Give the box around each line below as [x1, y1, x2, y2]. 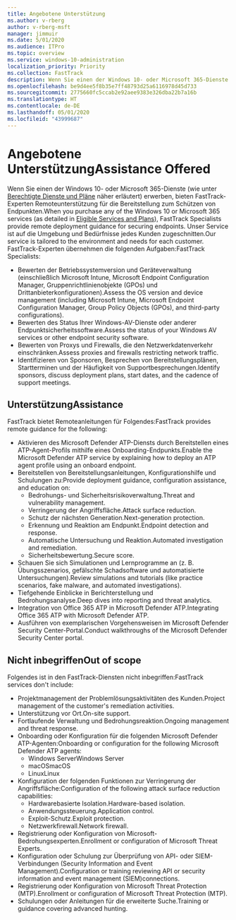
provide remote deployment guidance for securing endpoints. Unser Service [7, 222, 229, 230]
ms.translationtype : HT [7, 96, 77, 103]
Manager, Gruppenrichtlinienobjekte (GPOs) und [17, 281, 159, 289]
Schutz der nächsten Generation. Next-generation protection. [27, 514, 206, 522]
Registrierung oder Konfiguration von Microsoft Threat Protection [17, 882, 207, 890]
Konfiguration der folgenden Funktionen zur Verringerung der [17, 777, 196, 785]
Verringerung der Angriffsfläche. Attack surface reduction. [27, 506, 197, 514]
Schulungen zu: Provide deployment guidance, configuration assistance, [17, 476, 227, 485]
